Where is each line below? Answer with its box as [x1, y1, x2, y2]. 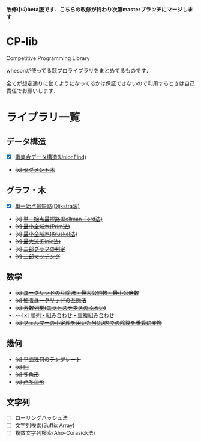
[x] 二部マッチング [14, 252, 61, 260]
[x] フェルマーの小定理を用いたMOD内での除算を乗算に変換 [14, 319, 163, 326]
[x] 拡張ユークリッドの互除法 [14, 297, 87, 304]
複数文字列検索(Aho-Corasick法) [14, 429, 95, 437]
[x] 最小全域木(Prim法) [14, 222, 70, 230]
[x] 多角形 [14, 371, 40, 378]
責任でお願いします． [6, 87, 59, 94]
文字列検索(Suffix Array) [14, 422, 75, 429]
